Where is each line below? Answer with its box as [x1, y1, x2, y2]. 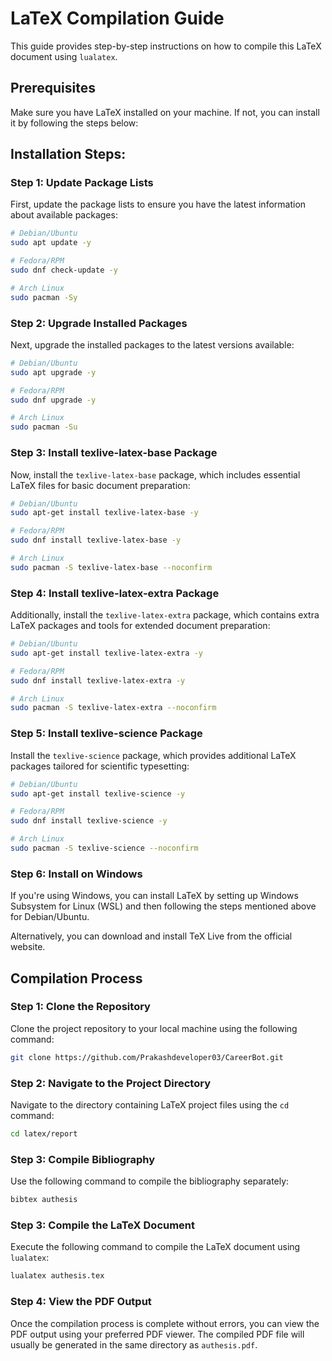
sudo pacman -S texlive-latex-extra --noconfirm [10, 703, 217, 713]
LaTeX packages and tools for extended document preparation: [10, 620, 271, 632]
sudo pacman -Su [10, 422, 78, 432]
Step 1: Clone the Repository [10, 1000, 151, 1014]
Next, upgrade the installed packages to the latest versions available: [10, 338, 295, 351]
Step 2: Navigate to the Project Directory [10, 1076, 211, 1090]
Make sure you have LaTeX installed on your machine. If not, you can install [10, 106, 320, 118]
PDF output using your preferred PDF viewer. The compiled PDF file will [10, 1328, 305, 1340]
